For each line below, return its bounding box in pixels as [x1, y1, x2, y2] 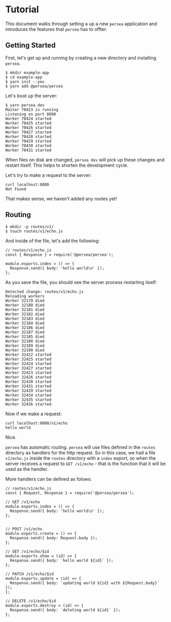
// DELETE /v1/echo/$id [5, 598, 56, 603]
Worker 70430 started [5, 143, 52, 148]
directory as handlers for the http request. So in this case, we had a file [5, 449, 156, 456]
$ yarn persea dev [5, 102, 45, 108]
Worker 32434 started [5, 393, 52, 398]
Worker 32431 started [5, 383, 52, 389]
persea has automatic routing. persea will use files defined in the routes [5, 444, 156, 450]
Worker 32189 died [5, 343, 45, 348]
